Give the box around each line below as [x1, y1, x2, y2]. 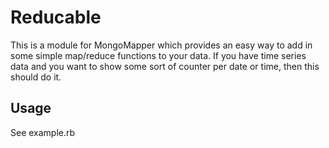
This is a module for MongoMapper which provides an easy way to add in [10, 39, 313, 51]
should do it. [10, 71, 62, 83]
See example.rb [10, 126, 76, 138]
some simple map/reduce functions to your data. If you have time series [10, 49, 307, 61]
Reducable [10, 6, 102, 29]
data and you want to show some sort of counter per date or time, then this [10, 60, 320, 72]
